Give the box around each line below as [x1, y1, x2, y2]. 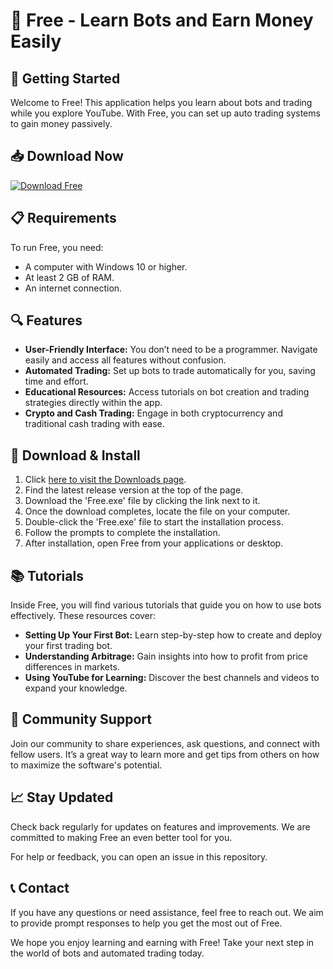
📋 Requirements [10, 210, 117, 227]
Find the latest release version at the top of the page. [24, 484, 244, 496]
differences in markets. [24, 661, 120, 673]
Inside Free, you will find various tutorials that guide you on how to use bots [10, 599, 322, 611]
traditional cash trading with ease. [24, 418, 165, 430]
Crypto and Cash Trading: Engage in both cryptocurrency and [24, 407, 283, 419]
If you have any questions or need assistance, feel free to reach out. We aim [10, 906, 324, 918]
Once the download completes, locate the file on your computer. [24, 505, 291, 518]
